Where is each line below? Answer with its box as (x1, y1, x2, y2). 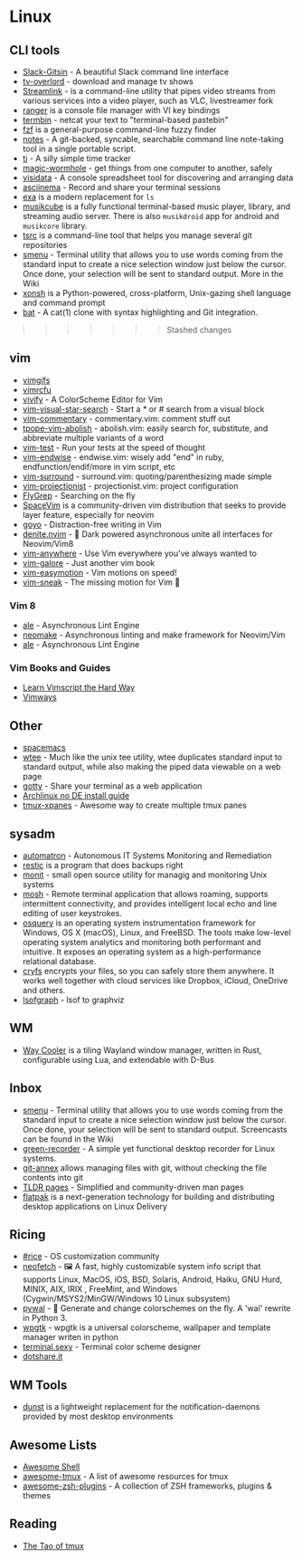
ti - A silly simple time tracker (22, 153, 132, 164)
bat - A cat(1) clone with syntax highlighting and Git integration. (22, 307, 259, 318)
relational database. (22, 956, 97, 967)
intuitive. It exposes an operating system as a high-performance (22, 946, 262, 957)
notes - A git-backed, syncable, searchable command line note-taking (22, 134, 285, 144)
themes (22, 1490, 52, 1501)
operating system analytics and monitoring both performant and (22, 937, 261, 948)
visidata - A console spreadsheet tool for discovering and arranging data (22, 172, 294, 183)
